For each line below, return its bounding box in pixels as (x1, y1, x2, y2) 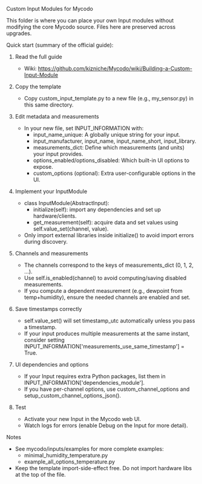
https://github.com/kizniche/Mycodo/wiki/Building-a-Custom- (37, 65, 192, 72)
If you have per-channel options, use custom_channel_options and (24, 385, 190, 393)
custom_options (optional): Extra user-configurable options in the (33, 169, 196, 177)
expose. (33, 163, 53, 170)
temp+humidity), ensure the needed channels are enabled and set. (24, 293, 191, 301)
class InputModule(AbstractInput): (24, 200, 110, 206)
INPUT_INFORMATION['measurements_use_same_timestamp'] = (24, 343, 185, 350)
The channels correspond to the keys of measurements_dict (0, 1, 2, (24, 261, 194, 269)
